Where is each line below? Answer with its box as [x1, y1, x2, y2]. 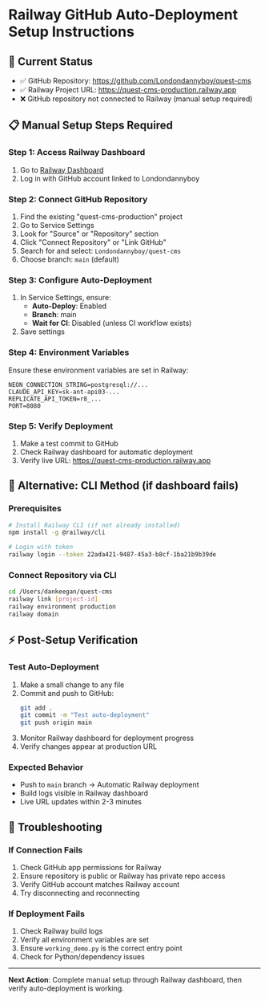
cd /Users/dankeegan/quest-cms [8, 588, 113, 596]
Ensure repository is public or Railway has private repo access [19, 871, 226, 881]
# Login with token [8, 543, 74, 551]
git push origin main [19, 718, 92, 727]
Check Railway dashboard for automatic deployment [19, 447, 194, 457]
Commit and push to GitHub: [19, 688, 114, 698]
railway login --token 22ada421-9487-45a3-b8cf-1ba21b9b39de [8, 551, 217, 559]
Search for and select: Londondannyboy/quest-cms [19, 246, 182, 255]
